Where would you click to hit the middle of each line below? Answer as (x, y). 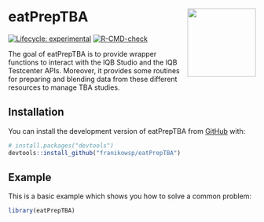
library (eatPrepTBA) (42, 211)
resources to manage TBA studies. (64, 87)
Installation (36, 112)
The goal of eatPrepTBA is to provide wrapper (82, 54)
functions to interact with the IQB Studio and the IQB (93, 62)
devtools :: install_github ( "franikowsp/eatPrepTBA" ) (94, 153)
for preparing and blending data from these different (93, 79)
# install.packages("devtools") (61, 146)
